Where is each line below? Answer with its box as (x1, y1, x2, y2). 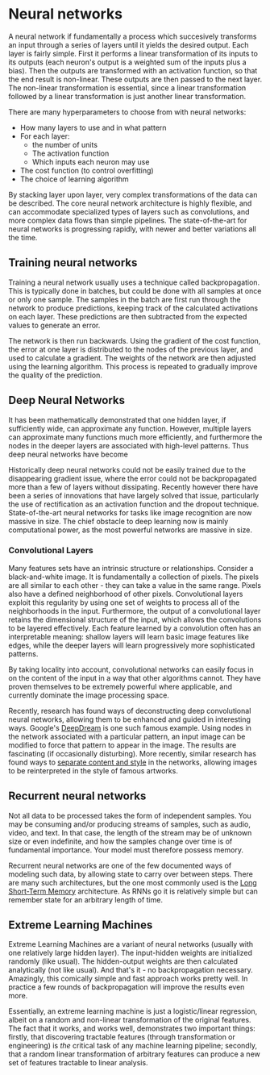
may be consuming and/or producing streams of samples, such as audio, (8, 819, 251, 829)
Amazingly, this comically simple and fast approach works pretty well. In (8, 973, 248, 984)
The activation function (31, 148, 110, 158)
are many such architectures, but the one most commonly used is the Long (8, 877, 258, 887)
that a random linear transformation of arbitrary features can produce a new (8, 1049, 260, 1059)
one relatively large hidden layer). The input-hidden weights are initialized (8, 948, 252, 958)
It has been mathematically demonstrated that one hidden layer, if (8, 415, 226, 424)
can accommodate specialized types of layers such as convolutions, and (8, 206, 250, 216)
